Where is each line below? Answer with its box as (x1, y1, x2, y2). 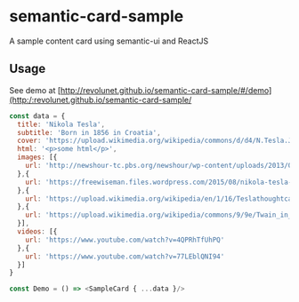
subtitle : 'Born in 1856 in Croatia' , (17, 128, 162, 137)
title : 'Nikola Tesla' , (17, 120, 105, 129)
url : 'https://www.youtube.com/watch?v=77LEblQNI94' (25, 251, 225, 261)
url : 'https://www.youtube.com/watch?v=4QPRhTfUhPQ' (25, 235, 225, 244)
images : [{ (17, 153, 58, 162)
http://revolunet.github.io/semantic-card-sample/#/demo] (61, 84, 272, 95)
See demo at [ (9, 84, 61, 95)
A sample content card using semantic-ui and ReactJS (9, 36, 209, 46)
